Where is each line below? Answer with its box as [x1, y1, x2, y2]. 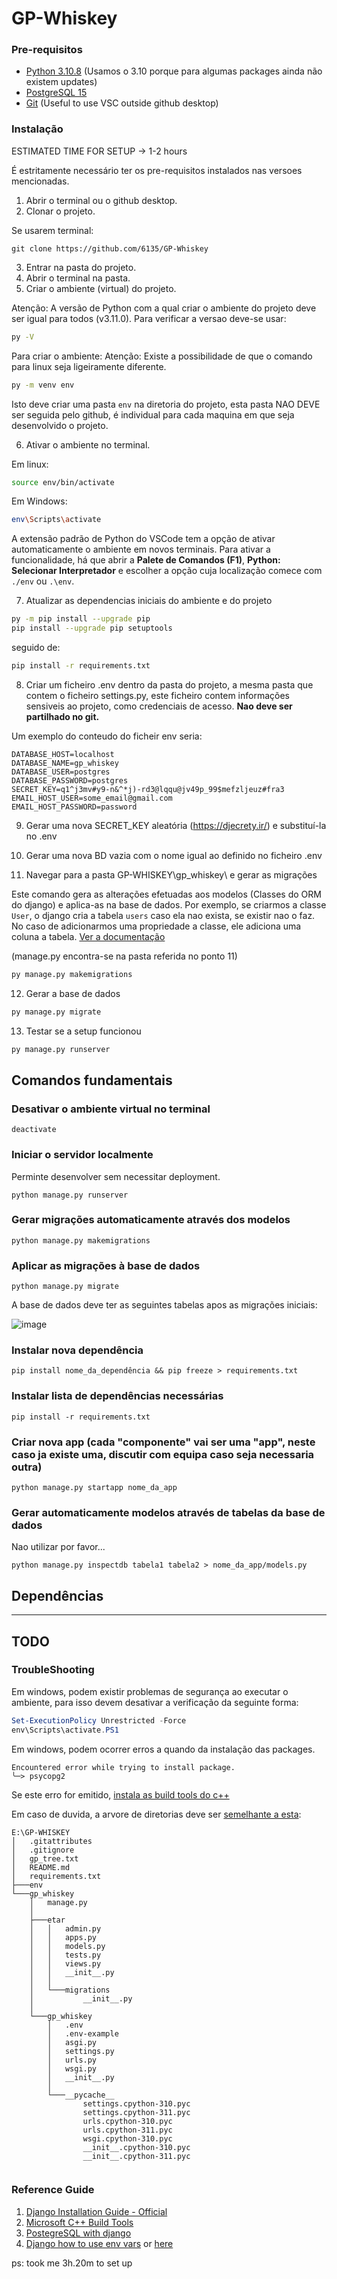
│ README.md [11, 1862, 71, 1872]
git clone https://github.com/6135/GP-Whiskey [11, 243, 209, 254]
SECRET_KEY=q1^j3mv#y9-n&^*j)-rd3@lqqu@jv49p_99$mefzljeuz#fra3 [11, 784, 285, 794]
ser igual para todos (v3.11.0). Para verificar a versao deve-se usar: [11, 312, 287, 324]
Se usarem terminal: [11, 224, 94, 236]
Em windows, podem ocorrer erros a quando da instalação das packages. [11, 1743, 316, 1755]
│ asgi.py [47, 2037, 98, 2047]
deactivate [11, 1125, 57, 1135]
